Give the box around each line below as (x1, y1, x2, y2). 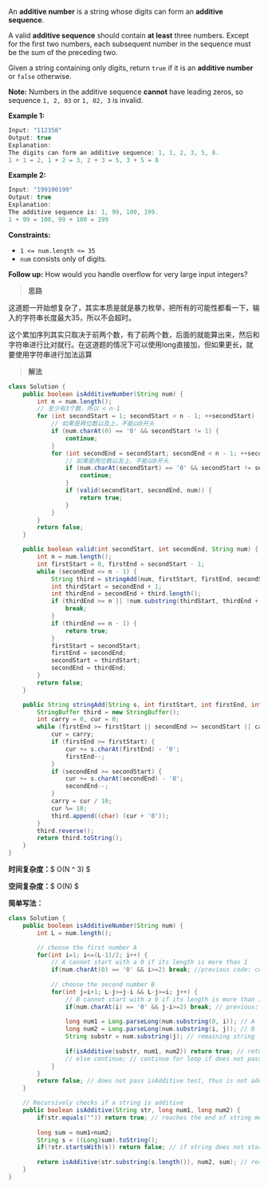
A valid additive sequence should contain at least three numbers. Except (8, 31, 250, 40)
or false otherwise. (8, 72, 72, 81)
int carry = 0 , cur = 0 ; (37, 716, 120, 724)
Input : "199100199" (8, 186, 73, 194)
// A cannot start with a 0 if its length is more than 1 (50, 958, 248, 966)
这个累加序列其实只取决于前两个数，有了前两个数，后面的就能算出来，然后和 (8, 330, 260, 339)
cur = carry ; (50, 730, 94, 739)
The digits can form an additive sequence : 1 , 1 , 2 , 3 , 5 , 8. (8, 148, 219, 156)
